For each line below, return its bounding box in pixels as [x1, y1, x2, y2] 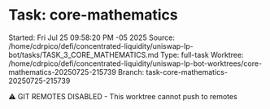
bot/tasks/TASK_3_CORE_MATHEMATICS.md [8, 50, 159, 59]
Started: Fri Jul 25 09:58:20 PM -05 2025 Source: [8, 33, 176, 42]
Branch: [117, 67, 145, 76]
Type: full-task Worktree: [159, 50, 244, 59]
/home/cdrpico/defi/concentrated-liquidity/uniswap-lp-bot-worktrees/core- [8, 59, 263, 68]
